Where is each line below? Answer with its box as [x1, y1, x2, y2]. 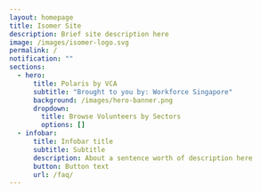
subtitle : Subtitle [32, 145, 105, 154]
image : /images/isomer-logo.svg [9, 37, 129, 47]
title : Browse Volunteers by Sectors [41, 112, 181, 121]
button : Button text [32, 162, 110, 171]
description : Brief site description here [9, 29, 169, 38]
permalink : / [9, 46, 58, 55]
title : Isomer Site [9, 21, 82, 30]
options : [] [41, 121, 86, 130]
